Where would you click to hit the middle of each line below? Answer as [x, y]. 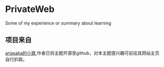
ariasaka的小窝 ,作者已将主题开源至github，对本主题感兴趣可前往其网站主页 [82, 53]
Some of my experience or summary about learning [58, 23]
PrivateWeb [30, 9]
